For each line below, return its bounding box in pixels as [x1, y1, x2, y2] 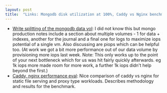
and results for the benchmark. [12, 83, 76, 89]
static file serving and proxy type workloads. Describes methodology [12, 78, 154, 84]
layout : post [5, 7, 32, 12]
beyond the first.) [12, 67, 48, 73]
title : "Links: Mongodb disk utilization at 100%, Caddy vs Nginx [5, 12, 148, 17]
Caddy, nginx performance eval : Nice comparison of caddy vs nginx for [12, 73, 160, 79]
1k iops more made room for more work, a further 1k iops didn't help [12, 62, 152, 68]
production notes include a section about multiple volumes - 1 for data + [12, 31, 160, 37]
